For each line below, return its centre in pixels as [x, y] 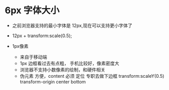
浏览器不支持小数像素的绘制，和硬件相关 [62, 70]
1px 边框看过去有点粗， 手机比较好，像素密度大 [70, 63]
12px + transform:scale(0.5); [42, 36]
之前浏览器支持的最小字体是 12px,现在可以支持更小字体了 [72, 25]
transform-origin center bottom [53, 81]
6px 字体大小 [32, 10]
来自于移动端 [33, 57]
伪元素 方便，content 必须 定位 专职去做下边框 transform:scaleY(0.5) [92, 76]
